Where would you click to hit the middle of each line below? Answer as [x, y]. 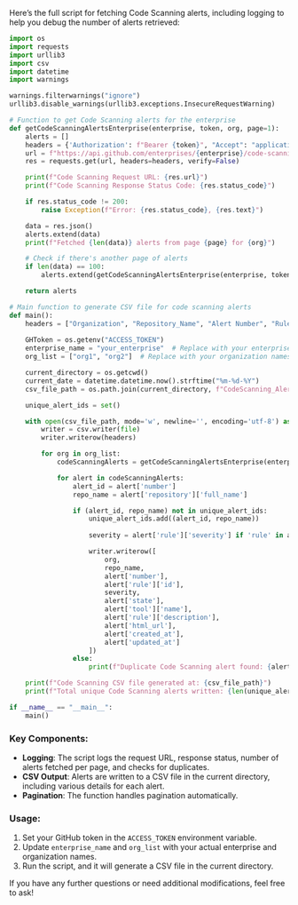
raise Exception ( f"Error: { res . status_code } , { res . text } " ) [153, 210]
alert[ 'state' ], [134, 601]
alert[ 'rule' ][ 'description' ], [162, 617]
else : [82, 659]
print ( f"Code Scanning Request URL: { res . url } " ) [117, 178]
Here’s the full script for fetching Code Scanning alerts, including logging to [147, 13]
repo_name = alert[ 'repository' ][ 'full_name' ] [160, 495]
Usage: [25, 818]
